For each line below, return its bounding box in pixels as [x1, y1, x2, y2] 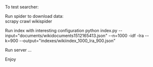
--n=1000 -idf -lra [108, 33, 144, 38]
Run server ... [5, 47, 32, 53]
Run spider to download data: [5, 13, 64, 19]
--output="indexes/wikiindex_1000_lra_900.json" [19, 38, 116, 44]
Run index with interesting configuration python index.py [5, 28, 117, 33]
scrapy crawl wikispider [5, 19, 52, 24]
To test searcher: [5, 4, 39, 10]
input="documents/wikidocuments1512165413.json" [5, 33, 108, 38]
